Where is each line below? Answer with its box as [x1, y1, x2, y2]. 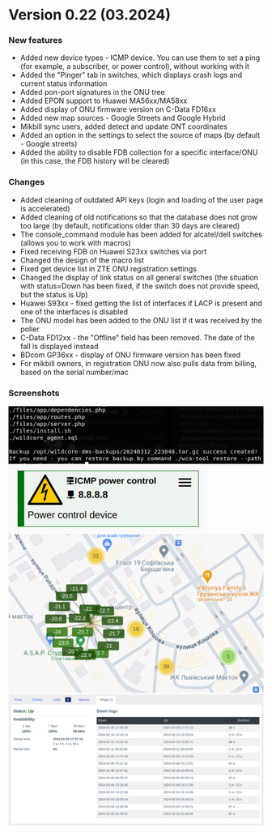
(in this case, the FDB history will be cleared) [19, 156, 170, 166]
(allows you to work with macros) [19, 237, 131, 248]
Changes [8, 177, 45, 188]
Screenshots [8, 387, 60, 399]
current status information [19, 79, 108, 88]
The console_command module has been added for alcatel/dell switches [19, 229, 263, 239]
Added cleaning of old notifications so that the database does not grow [19, 212, 258, 222]
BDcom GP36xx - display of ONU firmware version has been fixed [19, 350, 241, 360]
